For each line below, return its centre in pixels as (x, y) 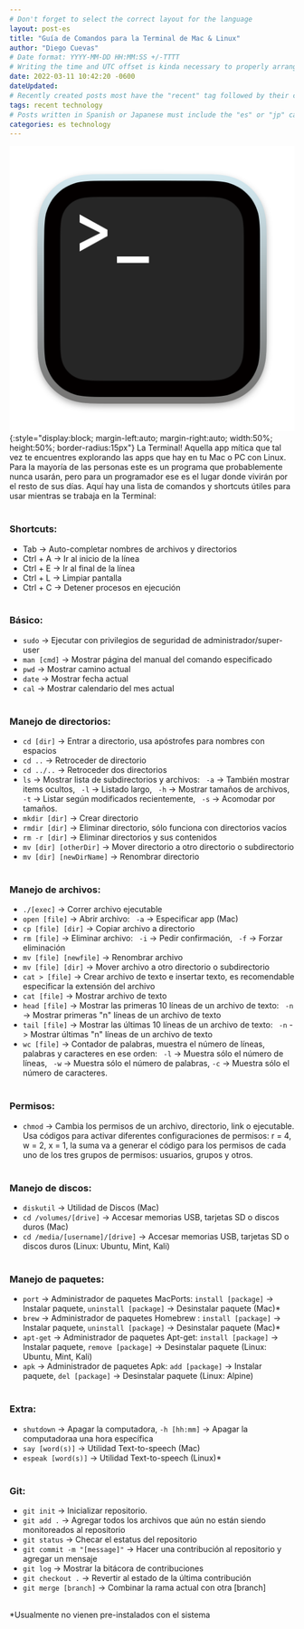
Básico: (26, 621)
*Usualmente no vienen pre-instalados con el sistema (110, 1615)
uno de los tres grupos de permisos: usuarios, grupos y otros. (138, 1154)
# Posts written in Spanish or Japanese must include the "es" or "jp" (147, 115)
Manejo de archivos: (55, 890)
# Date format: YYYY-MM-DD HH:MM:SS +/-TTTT (95, 58)
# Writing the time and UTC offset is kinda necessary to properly (139, 67)
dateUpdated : (34, 86)
